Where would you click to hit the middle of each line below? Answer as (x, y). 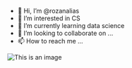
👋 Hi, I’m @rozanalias (48, 11)
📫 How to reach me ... (50, 41)
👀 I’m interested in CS (49, 18)
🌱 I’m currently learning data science (71, 26)
